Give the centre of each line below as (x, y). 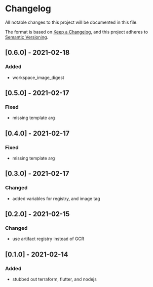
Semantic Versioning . (27, 37)
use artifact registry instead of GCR (48, 239)
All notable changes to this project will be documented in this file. (72, 22)
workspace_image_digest (38, 78)
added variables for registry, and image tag (56, 199)
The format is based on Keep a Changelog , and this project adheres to (76, 32)
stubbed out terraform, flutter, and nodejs (55, 279)
